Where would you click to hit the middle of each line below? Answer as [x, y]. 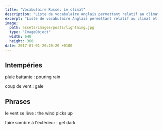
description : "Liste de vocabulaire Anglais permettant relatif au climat [82, 14]
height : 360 [22, 41]
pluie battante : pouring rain [33, 77]
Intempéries [24, 65]
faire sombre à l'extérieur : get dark [40, 123]
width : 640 [20, 37]
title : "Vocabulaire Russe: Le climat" [45, 9]
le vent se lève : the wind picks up [39, 113]
